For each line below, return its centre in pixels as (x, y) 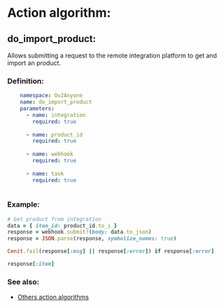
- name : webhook (49, 154)
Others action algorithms (53, 297)
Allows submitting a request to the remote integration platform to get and (112, 55)
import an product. (34, 63)
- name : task (45, 174)
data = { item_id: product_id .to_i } (62, 225)
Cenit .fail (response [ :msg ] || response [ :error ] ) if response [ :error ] (111, 251)
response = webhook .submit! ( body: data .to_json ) (79, 232)
